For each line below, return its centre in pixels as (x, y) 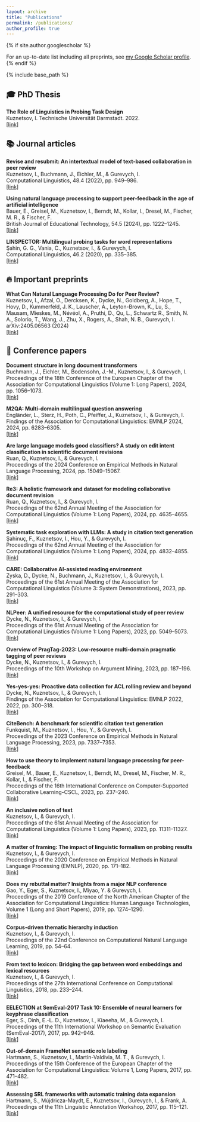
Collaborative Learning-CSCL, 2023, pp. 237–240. (68, 792)
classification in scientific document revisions (65, 452)
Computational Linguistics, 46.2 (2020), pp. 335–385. (72, 254)
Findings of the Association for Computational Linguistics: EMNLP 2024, (95, 421)
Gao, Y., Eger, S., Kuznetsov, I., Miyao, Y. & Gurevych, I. (74, 890)
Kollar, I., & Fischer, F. (32, 779)
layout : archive (26, 12)
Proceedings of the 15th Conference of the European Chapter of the (89, 1063)
